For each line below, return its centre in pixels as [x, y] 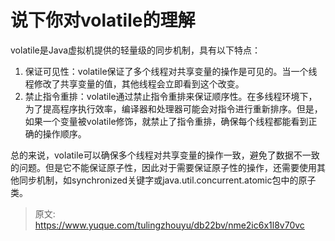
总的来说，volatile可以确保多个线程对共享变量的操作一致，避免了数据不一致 [165, 155]
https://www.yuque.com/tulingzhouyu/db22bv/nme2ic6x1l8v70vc [169, 225]
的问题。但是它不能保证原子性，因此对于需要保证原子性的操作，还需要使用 [163, 167]
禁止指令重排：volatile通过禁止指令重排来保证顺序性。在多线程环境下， [171, 96]
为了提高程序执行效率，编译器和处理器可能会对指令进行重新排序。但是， [173, 108]
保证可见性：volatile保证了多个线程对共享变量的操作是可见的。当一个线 [171, 71]
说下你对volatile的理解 [103, 20]
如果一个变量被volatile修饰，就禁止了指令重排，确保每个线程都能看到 [166, 121]
